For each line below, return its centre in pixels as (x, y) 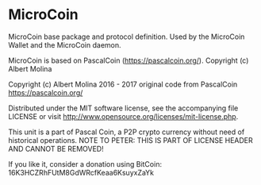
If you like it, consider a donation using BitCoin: (85, 164)
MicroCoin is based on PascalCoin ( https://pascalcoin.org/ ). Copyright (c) (129, 60)
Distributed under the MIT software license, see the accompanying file (123, 108)
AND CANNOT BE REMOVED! (56, 148)
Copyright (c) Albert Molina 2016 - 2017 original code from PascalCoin (123, 84)
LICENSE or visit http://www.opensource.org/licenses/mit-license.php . (123, 116)
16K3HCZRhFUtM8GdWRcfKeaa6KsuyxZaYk (81, 172)
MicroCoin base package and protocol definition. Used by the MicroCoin (127, 37)
